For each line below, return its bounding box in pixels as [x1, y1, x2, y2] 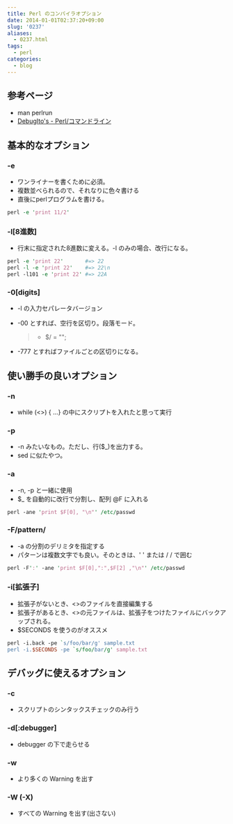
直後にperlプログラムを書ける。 [17, 195, 108, 203]
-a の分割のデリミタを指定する [17, 542, 106, 550]
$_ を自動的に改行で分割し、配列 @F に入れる [17, 494, 149, 503]
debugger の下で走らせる [17, 740, 90, 748]
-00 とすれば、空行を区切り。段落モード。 [17, 319, 139, 328]
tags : [7, 43, 23, 50]
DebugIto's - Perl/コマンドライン [17, 117, 111, 126]
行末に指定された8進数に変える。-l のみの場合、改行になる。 [17, 244, 192, 252]
